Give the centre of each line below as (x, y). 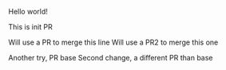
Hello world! (28, 12)
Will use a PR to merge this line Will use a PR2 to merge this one (113, 42)
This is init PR (31, 27)
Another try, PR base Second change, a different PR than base (111, 58)
